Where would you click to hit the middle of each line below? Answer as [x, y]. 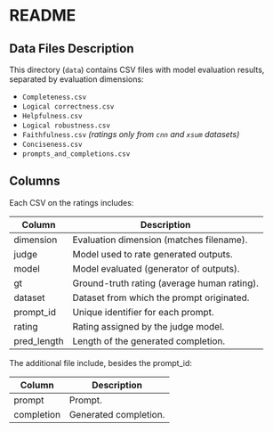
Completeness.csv [54, 97]
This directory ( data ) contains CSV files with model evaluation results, [137, 69]
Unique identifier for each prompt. [144, 312]
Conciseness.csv [52, 144]
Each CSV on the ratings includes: [72, 202]
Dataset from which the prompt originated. [161, 298]
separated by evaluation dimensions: [76, 79]
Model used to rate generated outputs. [153, 254]
